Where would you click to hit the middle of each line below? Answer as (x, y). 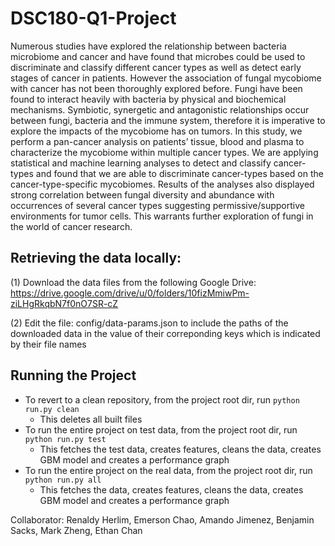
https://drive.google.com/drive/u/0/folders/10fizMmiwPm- (130, 293)
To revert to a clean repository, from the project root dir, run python (162, 399)
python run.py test (65, 439)
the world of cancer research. (71, 226)
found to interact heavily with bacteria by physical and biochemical (148, 99)
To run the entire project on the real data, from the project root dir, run (168, 470)
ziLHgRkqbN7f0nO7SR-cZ (64, 303)
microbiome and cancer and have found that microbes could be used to (158, 56)
